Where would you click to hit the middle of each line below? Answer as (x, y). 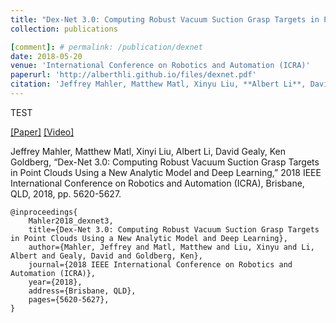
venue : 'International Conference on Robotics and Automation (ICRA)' (160, 66)
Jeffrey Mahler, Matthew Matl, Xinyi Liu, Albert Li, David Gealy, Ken (148, 151)
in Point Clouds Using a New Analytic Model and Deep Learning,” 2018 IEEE (166, 172)
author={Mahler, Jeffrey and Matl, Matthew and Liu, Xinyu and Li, (171, 247)
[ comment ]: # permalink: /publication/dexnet (106, 47)
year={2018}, (55, 282)
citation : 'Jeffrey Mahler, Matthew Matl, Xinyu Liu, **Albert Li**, (158, 84)
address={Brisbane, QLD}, (82, 291)
